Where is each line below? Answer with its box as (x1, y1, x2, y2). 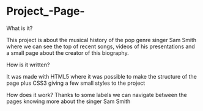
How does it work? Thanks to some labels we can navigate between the (6, 91, 188, 98)
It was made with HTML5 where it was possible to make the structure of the (6, 73, 197, 80)
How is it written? (6, 61, 50, 68)
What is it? (6, 24, 33, 32)
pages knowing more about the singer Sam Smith (6, 98, 131, 105)
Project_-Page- (6, 4, 85, 18)
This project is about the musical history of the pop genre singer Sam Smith (6, 36, 197, 43)
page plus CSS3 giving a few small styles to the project (6, 79, 146, 87)
